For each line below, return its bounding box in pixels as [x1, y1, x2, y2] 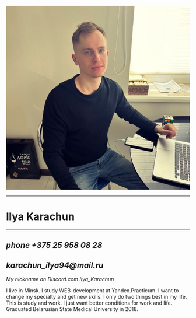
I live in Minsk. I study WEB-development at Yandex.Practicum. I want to [6, 287, 179, 294]
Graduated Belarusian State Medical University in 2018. [6, 306, 139, 313]
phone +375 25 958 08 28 [6, 240, 103, 250]
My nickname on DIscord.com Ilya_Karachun [6, 276, 114, 283]
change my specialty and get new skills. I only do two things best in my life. [6, 293, 187, 300]
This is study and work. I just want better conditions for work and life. [6, 299, 173, 306]
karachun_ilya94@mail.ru [6, 260, 104, 270]
